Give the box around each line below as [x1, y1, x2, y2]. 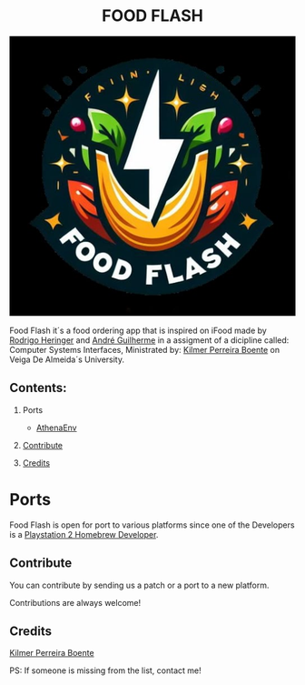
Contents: [9, 380, 67, 396]
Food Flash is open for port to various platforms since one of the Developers [9, 519, 295, 530]
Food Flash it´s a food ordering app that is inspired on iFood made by [9, 325, 268, 337]
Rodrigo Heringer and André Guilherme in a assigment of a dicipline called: [9, 335, 290, 346]
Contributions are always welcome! [9, 597, 142, 608]
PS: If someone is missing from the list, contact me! [9, 665, 202, 676]
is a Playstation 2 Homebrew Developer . [9, 529, 159, 539]
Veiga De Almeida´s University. [9, 354, 125, 365]
